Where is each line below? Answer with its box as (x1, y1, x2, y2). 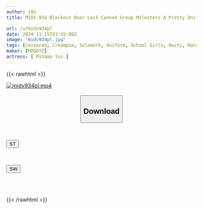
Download (83, 107, 120, 116)
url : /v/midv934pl (6, 25, 53, 32)
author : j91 (6, 8, 36, 15)
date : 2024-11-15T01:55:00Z (6, 31, 77, 37)
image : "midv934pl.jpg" (6, 37, 66, 43)
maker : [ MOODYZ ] (6, 48, 47, 55)
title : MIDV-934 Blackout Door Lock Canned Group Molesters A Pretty (6, 15, 185, 21)
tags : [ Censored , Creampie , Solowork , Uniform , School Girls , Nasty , (6, 42, 185, 48)
